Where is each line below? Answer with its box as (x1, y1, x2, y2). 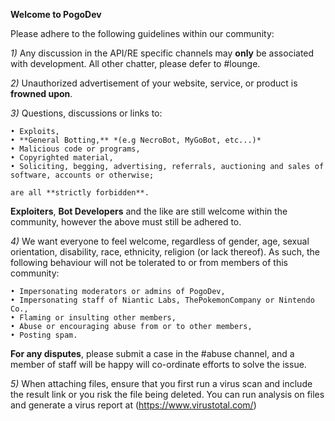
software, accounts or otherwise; (10, 170, 155, 180)
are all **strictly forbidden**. (10, 188, 150, 198)
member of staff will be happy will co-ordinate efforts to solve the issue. (10, 359, 307, 370)
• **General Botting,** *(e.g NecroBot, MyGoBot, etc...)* (10, 135, 262, 145)
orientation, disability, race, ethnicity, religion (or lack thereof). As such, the (10, 246, 320, 258)
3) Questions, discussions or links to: (10, 107, 163, 119)
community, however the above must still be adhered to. (10, 216, 242, 228)
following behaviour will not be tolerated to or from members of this (10, 257, 288, 268)
